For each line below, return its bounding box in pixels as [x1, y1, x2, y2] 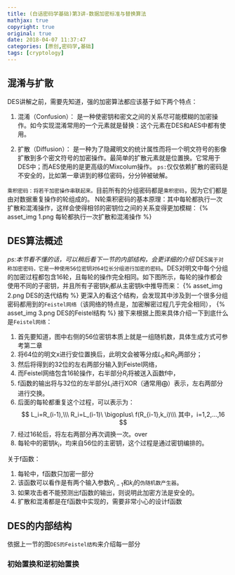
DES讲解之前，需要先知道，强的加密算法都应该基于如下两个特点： [7, 97, 198, 105]
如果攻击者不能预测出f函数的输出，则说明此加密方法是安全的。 [17, 489, 199, 497]
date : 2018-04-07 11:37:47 [7, 37, 86, 44]
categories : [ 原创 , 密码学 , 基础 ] [7, 43, 95, 50]
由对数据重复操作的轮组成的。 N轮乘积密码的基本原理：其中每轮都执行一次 [7, 195, 223, 203]
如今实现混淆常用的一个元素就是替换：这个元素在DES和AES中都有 [29, 121, 220, 129]
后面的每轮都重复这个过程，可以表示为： [17, 398, 135, 406]
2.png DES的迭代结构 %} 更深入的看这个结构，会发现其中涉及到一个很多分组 [7, 291, 229, 299]
